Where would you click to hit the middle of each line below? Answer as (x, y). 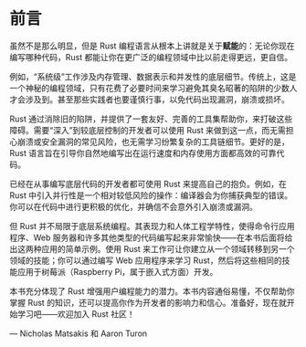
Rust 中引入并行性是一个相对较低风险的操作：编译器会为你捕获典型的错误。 (151, 195)
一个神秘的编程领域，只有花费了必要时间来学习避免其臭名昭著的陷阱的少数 (149, 88)
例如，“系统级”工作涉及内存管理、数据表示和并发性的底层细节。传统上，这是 (153, 76)
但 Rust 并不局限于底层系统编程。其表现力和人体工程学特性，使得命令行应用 (152, 226)
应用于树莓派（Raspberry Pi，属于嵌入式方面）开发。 (117, 271)
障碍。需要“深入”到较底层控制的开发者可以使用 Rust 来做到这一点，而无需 (148, 130)
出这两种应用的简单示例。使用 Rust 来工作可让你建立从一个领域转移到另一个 (152, 248)
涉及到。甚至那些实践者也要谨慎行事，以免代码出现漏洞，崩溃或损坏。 (157, 99)
